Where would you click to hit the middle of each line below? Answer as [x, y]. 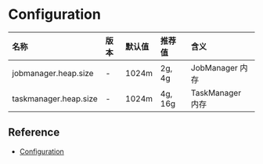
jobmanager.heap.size [53, 73]
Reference [34, 132]
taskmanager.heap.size [55, 98]
